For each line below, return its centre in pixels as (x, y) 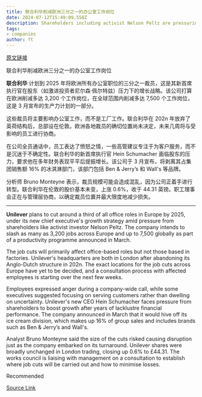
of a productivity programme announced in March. (69, 240)
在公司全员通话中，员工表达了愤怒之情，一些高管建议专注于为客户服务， (96, 146)
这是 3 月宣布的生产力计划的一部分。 (52, 106)
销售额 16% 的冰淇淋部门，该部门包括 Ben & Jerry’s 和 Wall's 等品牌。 (98, 169)
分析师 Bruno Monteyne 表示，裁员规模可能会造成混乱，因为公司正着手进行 (99, 182)
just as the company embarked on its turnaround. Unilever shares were (94, 345)
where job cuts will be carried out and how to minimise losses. (83, 364)
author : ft (20, 40)
